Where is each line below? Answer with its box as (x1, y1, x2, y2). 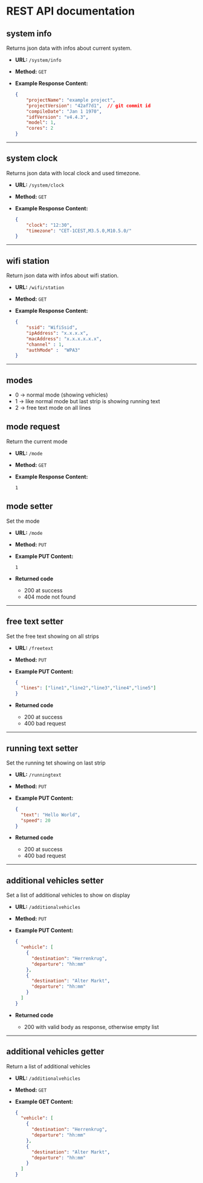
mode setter (6, 501, 53, 512)
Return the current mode (6, 438, 68, 445)
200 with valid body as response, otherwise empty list (24, 1023, 159, 1030)
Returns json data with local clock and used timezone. (6, 169, 141, 176)
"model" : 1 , (26, 119, 56, 126)
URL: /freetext (14, 644, 54, 651)
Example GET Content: (14, 1098, 74, 1105)
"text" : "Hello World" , (21, 811, 80, 818)
